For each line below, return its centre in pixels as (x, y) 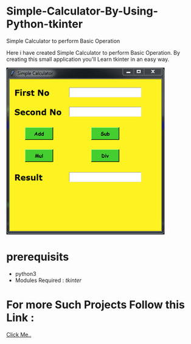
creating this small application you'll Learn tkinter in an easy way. (88, 59)
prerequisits (38, 257)
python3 (26, 273)
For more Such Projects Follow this (96, 305)
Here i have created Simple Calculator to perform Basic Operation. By (93, 52)
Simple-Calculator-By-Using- (82, 11)
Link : (20, 318)
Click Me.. (19, 334)
